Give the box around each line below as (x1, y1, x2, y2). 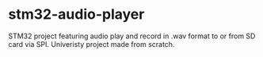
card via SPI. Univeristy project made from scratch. (8, 39, 175, 48)
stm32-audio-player (8, 5, 145, 23)
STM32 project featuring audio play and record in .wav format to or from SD (8, 31, 256, 41)
